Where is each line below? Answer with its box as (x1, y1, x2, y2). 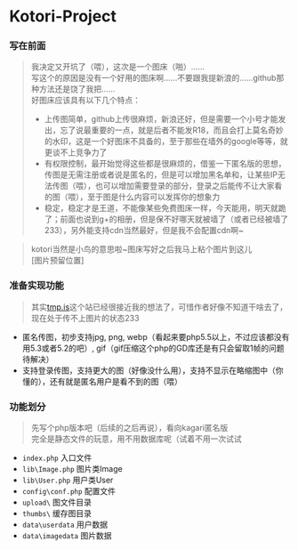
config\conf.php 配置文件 (21, 486, 117, 497)
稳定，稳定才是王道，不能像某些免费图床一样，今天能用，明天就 (44, 203, 278, 214)
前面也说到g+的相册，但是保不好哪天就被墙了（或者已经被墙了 (60, 214, 289, 224)
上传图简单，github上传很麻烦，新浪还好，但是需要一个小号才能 (44, 114, 278, 125)
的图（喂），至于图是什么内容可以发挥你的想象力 (44, 191, 221, 202)
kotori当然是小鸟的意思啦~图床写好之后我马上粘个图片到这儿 (30, 244, 253, 255)
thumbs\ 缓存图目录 (21, 508, 92, 519)
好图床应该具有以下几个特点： (30, 95, 141, 106)
